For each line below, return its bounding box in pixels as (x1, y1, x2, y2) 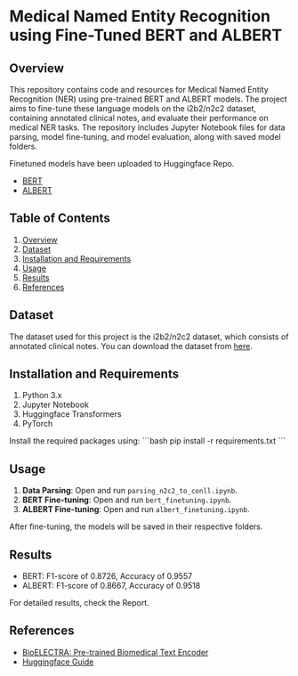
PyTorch (21, 419, 53, 429)
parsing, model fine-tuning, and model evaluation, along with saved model (9, 132, 282, 142)
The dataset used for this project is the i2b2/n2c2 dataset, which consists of (9, 331, 289, 342)
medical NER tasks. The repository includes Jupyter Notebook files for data (9, 122, 286, 133)
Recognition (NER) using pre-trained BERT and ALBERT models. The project (9, 94, 287, 104)
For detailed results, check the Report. (9, 598, 149, 608)
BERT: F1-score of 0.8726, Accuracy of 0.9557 (21, 571, 193, 582)
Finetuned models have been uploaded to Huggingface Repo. (9, 159, 235, 168)
